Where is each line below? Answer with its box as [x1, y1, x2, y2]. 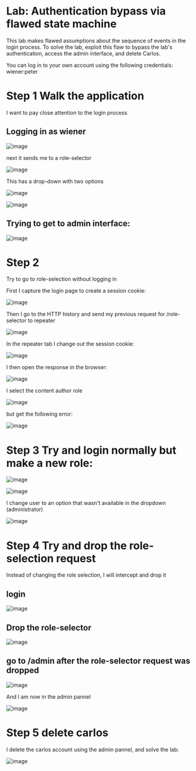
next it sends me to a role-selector [6, 154, 92, 161]
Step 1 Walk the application [6, 89, 145, 103]
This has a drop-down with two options [6, 177, 104, 185]
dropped [6, 665, 39, 676]
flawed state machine [6, 17, 117, 31]
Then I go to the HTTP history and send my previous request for [6, 311, 165, 318]
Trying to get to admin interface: [6, 218, 131, 229]
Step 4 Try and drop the [6, 539, 127, 553]
